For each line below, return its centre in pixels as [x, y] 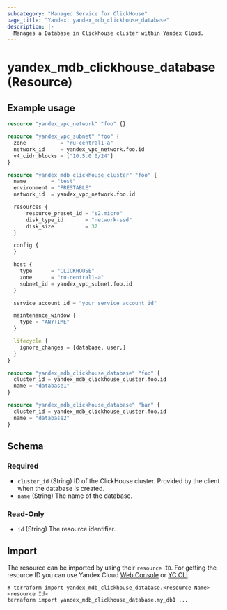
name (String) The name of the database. [75, 496]
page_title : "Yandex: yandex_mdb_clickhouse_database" [88, 20]
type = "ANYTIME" [45, 322]
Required [23, 466]
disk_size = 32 [62, 226]
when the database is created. [61, 489]
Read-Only [26, 514]
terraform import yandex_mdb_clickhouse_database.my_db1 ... [98, 600]
